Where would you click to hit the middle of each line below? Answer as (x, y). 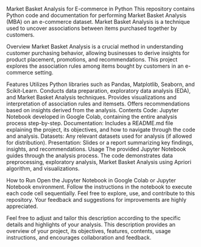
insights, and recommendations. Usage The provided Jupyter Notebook (96, 149)
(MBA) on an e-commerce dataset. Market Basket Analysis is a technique (98, 22)
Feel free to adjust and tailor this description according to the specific (93, 218)
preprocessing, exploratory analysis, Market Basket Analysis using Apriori (99, 162)
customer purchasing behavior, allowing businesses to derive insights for (98, 53)
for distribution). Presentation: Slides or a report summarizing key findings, (100, 142)
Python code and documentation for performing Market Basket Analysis (97, 15)
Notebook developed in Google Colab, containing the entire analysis (92, 116)
